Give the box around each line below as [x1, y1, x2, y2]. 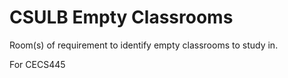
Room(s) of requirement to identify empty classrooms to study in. [9, 39, 279, 51]
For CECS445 [9, 58, 66, 70]
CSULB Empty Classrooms [9, 6, 234, 29]
